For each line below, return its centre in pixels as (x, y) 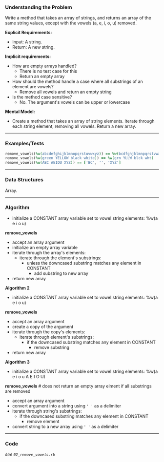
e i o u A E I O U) (29, 376)
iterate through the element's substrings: (60, 258)
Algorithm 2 (18, 288)
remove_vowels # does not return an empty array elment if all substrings (79, 386)
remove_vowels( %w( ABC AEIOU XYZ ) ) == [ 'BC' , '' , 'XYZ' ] (63, 163)
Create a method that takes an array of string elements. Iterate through (83, 121)
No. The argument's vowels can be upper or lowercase (75, 102)
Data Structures (24, 180)
